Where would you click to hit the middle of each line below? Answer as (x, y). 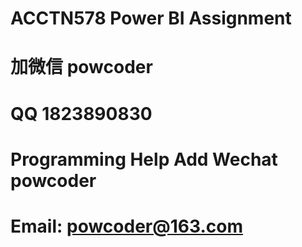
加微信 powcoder (81, 67)
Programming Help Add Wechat (144, 159)
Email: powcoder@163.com (126, 226)
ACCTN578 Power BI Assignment (151, 18)
